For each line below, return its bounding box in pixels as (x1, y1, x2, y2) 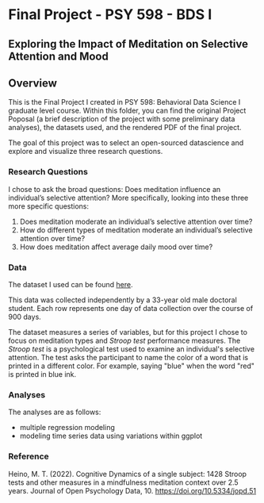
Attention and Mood (8, 49, 109, 63)
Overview (8, 76, 58, 90)
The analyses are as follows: (8, 407, 101, 417)
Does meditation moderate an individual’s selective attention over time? (19, 217, 253, 226)
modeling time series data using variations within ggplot (19, 431, 203, 441)
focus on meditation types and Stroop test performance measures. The (8, 336, 241, 345)
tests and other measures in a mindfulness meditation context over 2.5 (8, 478, 239, 487)
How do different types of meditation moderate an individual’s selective (19, 225, 253, 235)
